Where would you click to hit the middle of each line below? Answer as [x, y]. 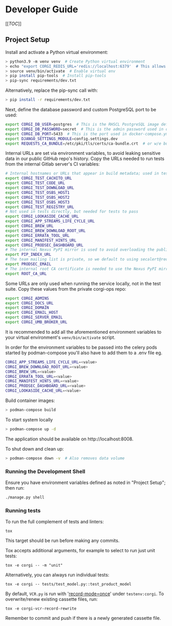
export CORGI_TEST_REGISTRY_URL [40, 207]
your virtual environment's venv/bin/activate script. [60, 337]
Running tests [23, 510]
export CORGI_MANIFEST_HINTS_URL [41, 240]
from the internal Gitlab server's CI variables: [52, 164]
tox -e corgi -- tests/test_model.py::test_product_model [68, 584]
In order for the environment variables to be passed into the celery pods [81, 347]
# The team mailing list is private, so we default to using [72, 259]
